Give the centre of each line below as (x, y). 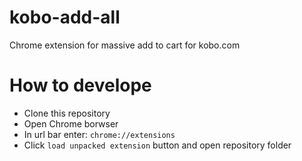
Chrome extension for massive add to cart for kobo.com (125, 45)
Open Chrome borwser (71, 123)
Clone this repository (67, 113)
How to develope (80, 85)
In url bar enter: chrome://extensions (99, 134)
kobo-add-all (65, 17)
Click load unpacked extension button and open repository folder (157, 145)
